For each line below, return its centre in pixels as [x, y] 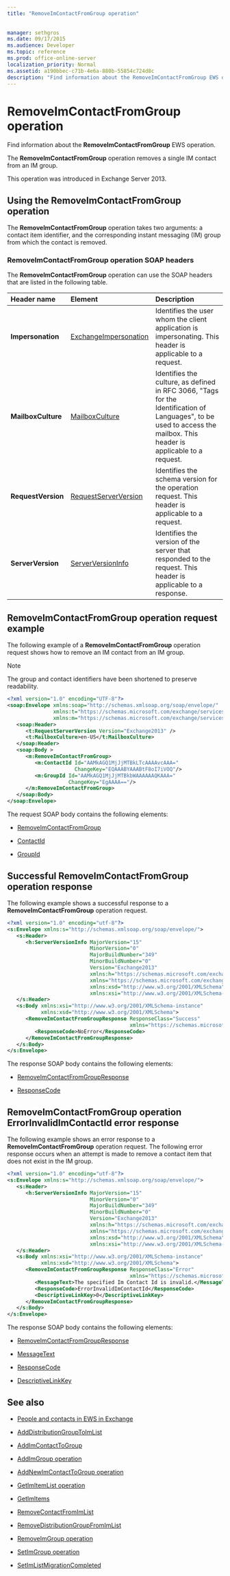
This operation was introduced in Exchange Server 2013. [87, 179]
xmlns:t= [65, 712]
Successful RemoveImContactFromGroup [98, 876]
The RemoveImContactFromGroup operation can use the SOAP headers [110, 275]
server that [172, 550]
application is [177, 328]
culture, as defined [185, 382]
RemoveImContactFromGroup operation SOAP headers [101, 260]
